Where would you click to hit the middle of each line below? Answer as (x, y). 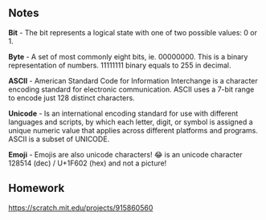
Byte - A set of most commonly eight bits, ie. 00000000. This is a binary (128, 56)
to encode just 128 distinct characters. (72, 98)
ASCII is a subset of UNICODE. (59, 139)
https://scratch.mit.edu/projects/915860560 (81, 207)
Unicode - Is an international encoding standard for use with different (123, 113)
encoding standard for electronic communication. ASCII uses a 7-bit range (131, 89)
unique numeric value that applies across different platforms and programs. (133, 130)
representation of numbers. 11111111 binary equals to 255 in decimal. (120, 65)
